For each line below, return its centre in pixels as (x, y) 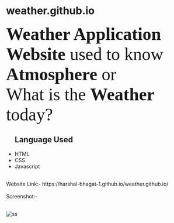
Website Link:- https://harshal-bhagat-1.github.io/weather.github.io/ (87, 184)
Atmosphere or (61, 74)
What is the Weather (80, 94)
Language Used (44, 140)
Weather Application (84, 34)
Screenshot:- (22, 196)
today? (29, 114)
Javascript (27, 166)
